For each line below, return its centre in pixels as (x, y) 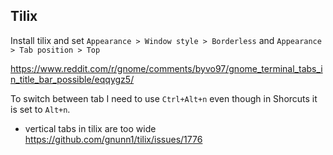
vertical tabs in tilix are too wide (90, 128)
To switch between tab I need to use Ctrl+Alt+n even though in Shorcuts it (164, 98)
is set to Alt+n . (40, 109)
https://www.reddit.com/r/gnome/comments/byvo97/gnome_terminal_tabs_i (166, 68)
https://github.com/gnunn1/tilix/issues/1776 (113, 139)
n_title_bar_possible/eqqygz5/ (72, 79)
